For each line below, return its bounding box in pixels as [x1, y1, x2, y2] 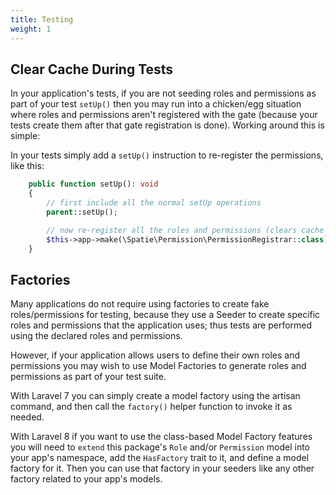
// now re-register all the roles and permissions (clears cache [46, 225, 325, 235]
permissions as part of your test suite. [10, 371, 167, 383]
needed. [10, 411, 45, 423]
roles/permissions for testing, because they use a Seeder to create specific [10, 309, 321, 321]
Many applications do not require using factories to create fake [10, 298, 270, 310]
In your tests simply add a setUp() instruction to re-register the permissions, [10, 149, 324, 161]
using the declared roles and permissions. [10, 330, 183, 342]
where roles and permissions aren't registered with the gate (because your [10, 109, 318, 121]
